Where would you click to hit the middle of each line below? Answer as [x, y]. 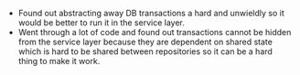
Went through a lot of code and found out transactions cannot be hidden [155, 32]
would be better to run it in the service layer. [102, 23]
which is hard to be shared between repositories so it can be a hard [145, 52]
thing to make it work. [59, 61]
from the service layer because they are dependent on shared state [145, 42]
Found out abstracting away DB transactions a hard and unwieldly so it [151, 13]
